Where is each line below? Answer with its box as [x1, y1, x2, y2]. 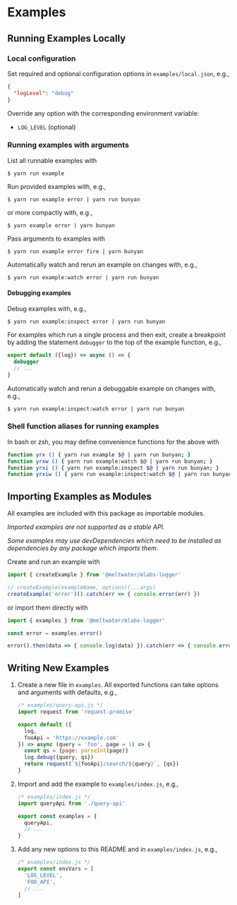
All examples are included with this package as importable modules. [7, 509, 205, 518]
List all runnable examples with [7, 156, 97, 164]
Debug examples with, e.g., [7, 305, 87, 312]
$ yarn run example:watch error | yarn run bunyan [7, 274, 159, 281]
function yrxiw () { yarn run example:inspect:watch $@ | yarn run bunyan [7, 470, 232, 478]
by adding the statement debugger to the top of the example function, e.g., [7, 338, 222, 346]
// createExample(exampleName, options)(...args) [7, 583, 157, 591]
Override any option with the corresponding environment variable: [7, 109, 200, 117]
